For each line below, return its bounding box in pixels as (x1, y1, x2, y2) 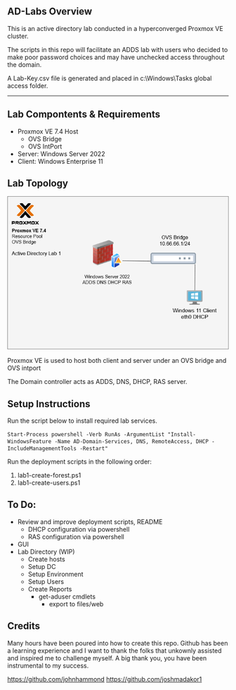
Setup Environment (27, 570, 84, 578)
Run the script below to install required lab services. (7, 416, 158, 425)
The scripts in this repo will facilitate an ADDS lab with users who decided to (7, 45, 228, 53)
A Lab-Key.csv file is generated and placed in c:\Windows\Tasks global (7, 74, 212, 82)
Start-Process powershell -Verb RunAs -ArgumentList (7, 430, 165, 438)
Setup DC (27, 562, 56, 570)
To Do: (7, 499, 37, 511)
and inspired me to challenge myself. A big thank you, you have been (7, 653, 207, 662)
